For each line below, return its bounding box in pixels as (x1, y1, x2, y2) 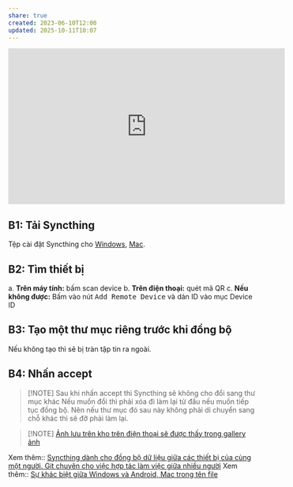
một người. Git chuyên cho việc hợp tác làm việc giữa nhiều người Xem (8, 461, 239, 470)
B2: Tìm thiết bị (8, 262, 85, 276)
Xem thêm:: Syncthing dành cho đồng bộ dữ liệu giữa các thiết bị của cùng (8, 452, 251, 462)
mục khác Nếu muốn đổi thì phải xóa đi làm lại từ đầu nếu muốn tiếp (27, 397, 250, 406)
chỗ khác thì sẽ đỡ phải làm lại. (27, 413, 129, 423)
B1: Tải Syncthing (8, 219, 95, 232)
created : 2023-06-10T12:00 (8, 19, 97, 27)
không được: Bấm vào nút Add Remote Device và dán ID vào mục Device (8, 292, 253, 301)
